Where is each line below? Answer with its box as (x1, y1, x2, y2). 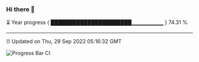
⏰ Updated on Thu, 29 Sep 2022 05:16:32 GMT (6, 38, 122, 45)
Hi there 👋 (6, 5, 36, 13)
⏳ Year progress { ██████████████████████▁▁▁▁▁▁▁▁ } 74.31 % (6, 19, 188, 26)
